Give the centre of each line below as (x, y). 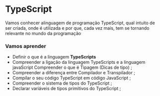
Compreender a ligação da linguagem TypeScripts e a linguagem (79, 62)
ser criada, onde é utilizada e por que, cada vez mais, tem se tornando (77, 28)
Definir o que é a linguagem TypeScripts (54, 57)
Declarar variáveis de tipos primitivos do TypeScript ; (67, 89)
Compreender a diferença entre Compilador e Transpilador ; (74, 73)
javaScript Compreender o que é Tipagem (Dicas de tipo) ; (72, 67)
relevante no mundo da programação (43, 33)
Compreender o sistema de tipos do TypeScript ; (62, 83)
